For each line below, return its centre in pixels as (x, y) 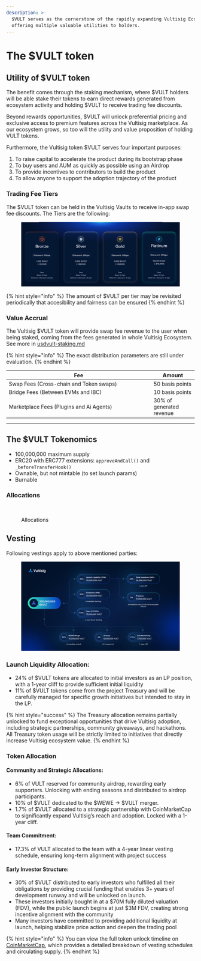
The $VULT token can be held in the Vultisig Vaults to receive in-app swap (98, 207)
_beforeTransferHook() (43, 467)
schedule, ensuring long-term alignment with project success (91, 855)
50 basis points (172, 384)
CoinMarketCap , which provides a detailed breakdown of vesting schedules (100, 945)
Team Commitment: (31, 835)
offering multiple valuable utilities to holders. (76, 25)
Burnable (26, 479)
